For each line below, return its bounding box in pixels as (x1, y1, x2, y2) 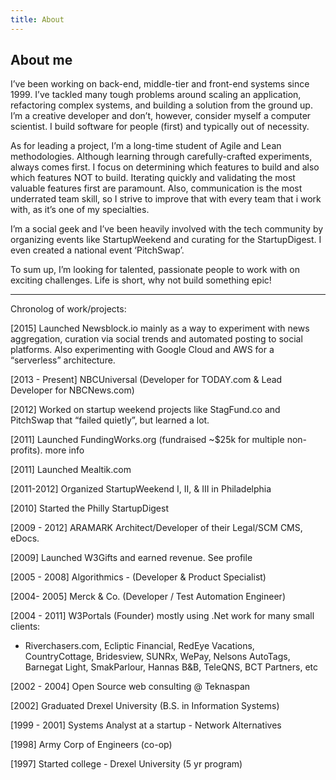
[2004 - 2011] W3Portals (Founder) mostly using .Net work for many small (10, 610, 315, 622)
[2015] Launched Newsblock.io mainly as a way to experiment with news (10, 322, 310, 335)
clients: (10, 621, 41, 633)
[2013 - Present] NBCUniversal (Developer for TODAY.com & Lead (10, 374, 283, 386)
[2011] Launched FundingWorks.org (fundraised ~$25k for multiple (10, 434, 285, 446)
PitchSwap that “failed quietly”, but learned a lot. (10, 414, 210, 426)
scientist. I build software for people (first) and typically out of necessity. (10, 121, 310, 133)
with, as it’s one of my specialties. (10, 204, 150, 216)
